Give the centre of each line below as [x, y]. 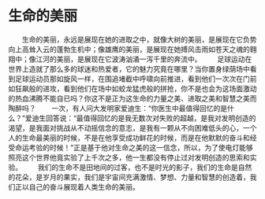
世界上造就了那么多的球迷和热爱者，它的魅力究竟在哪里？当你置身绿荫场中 [129, 68]
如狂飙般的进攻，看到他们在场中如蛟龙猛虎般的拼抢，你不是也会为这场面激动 [132, 88]
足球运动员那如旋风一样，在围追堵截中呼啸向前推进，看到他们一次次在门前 [136, 79]
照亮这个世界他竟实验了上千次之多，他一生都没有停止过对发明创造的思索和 [129, 157]
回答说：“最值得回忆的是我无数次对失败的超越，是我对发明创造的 [151, 118]
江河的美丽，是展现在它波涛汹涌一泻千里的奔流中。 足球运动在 [144, 59]
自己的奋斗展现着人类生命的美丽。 [84, 186]
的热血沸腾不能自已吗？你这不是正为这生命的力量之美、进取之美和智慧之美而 [132, 98]
